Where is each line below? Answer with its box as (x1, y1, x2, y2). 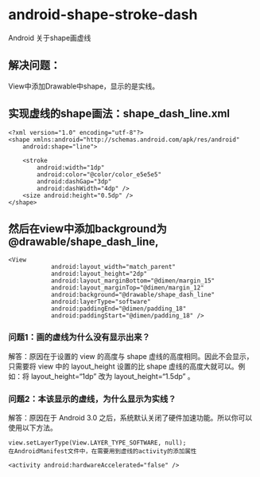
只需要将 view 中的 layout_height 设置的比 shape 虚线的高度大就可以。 (8, 361, 239, 371)
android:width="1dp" (37, 164, 105, 171)
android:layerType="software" (50, 298, 151, 306)
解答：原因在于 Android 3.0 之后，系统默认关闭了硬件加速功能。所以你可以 (8, 412, 253, 422)
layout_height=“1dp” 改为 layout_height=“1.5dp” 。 (30, 371, 195, 380)
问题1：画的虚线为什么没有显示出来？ (8, 332, 151, 343)
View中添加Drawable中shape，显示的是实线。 (8, 81, 160, 91)
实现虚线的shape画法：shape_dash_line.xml (8, 107, 231, 120)
